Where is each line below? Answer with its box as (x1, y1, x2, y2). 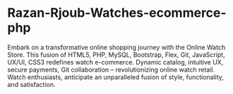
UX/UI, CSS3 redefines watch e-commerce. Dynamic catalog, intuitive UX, (7, 58, 224, 66)
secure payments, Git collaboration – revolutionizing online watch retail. (7, 65, 215, 74)
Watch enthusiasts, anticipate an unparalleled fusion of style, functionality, (7, 72, 225, 81)
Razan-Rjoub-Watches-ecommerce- (7, 5, 227, 21)
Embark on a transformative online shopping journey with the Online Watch (7, 43, 226, 51)
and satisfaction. (7, 80, 56, 88)
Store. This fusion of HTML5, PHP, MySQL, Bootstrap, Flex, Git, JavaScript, (7, 51, 225, 59)
